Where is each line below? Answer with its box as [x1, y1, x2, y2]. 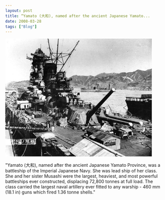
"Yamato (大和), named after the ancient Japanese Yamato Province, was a [5, 162, 160, 168]
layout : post [5, 8, 33, 13]
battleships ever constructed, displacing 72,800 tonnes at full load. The [5, 178, 153, 184]
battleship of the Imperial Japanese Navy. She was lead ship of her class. [5, 168, 157, 174]
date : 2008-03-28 [5, 19, 42, 24]
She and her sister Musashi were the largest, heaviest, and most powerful [5, 173, 158, 179]
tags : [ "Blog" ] [5, 24, 37, 29]
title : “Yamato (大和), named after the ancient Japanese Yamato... [5, 13, 150, 19]
